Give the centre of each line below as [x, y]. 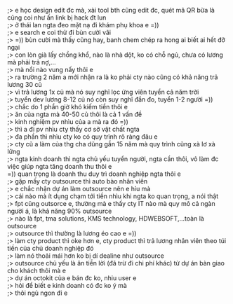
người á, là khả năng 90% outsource [60, 211]
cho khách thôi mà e [37, 270]
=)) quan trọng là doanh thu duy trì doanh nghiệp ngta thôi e [94, 174]
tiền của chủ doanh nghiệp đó [51, 248]
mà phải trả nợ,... [32, 62]
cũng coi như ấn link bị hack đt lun [57, 18]
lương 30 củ [25, 84]
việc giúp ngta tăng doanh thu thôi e [60, 166]
